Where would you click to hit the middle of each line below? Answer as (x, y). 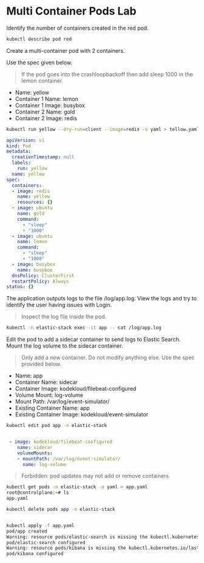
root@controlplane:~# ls (38, 493)
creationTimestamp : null (43, 157)
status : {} (20, 287)
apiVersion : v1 (25, 140)
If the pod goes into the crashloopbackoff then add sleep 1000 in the (107, 74)
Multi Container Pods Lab (71, 11)
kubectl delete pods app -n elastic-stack (61, 510)
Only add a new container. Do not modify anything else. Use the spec (108, 358)
